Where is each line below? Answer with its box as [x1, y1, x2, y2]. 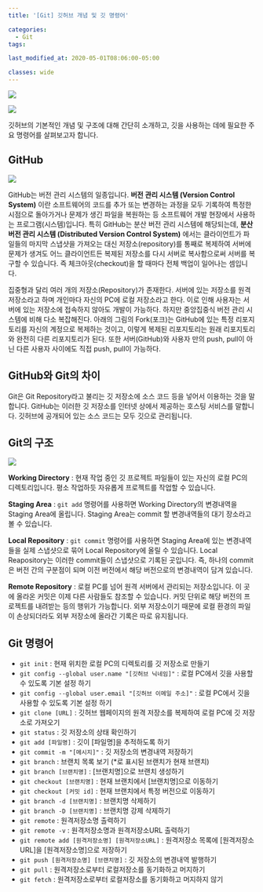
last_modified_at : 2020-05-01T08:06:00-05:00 [8, 54, 159, 63]
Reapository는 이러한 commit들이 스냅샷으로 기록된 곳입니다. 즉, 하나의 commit [8, 555, 254, 565]
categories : [8, 25, 47, 34]
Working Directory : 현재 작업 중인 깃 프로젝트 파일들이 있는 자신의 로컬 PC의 [8, 473, 248, 482]
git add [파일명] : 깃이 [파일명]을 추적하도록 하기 [19, 737, 170, 747]
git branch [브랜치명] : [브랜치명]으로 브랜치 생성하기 [19, 766, 184, 777]
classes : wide [8, 68, 55, 77]
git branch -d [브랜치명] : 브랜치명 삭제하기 [19, 796, 156, 806]
